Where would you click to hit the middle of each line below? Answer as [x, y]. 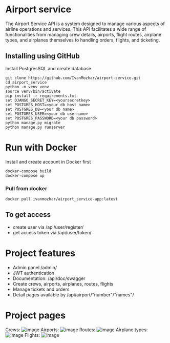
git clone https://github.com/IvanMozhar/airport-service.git [73, 78]
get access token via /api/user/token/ [52, 232]
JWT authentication [34, 273]
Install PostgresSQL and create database [48, 68]
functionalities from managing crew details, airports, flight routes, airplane [83, 34]
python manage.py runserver [35, 127]
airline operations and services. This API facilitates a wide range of [76, 29]
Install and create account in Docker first [48, 162]
